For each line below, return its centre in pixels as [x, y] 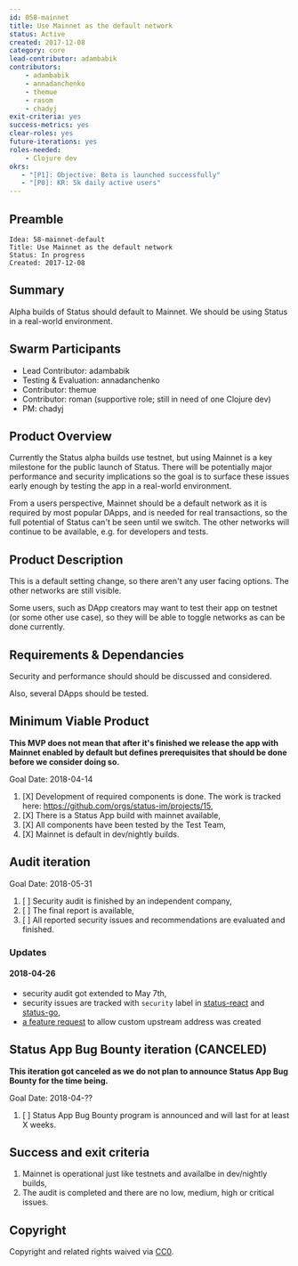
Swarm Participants [65, 349]
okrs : [19, 166]
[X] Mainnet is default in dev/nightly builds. [101, 834]
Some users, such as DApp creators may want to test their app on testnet [144, 608]
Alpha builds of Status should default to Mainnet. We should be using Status [149, 312]
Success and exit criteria [79, 1152]
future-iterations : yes [53, 142]
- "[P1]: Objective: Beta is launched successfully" [121, 174]
